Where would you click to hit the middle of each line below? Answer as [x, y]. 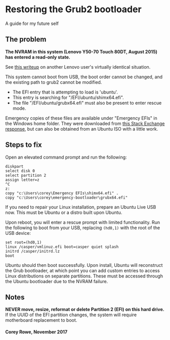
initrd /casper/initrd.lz [32, 251]
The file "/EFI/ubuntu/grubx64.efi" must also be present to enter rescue [87, 103]
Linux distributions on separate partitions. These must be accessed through [84, 276]
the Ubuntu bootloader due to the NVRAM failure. [57, 281]
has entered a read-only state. [38, 57]
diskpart [14, 166]
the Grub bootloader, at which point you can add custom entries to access [83, 270]
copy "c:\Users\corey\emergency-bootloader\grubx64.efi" [67, 197]
